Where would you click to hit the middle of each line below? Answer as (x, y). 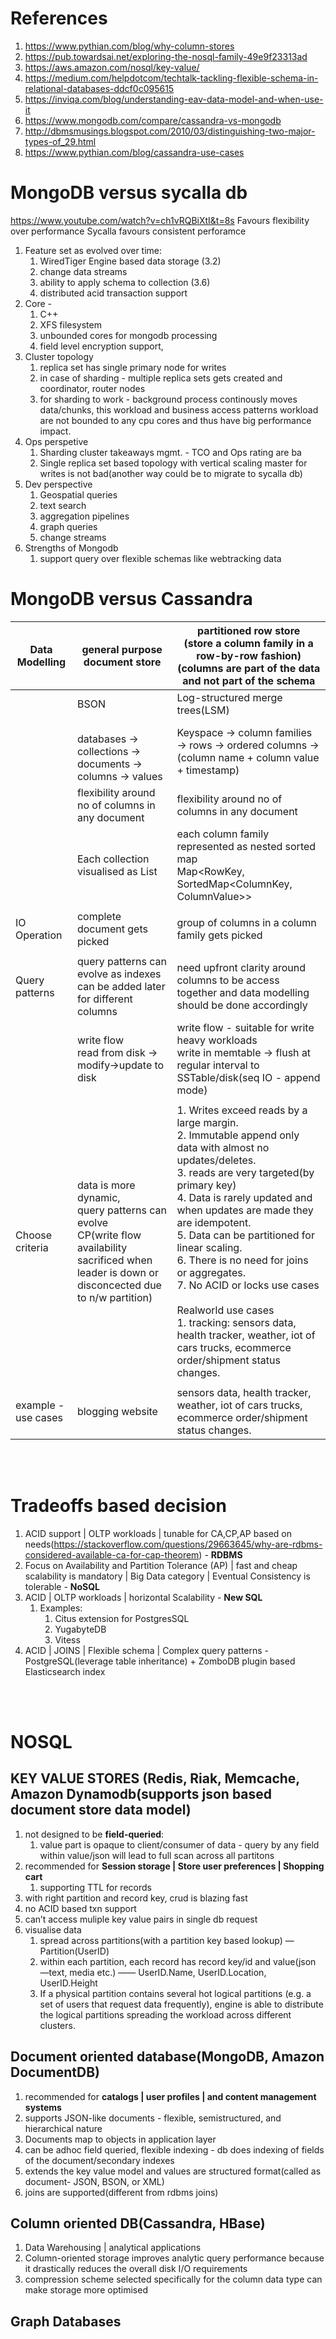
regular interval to (218, 1065)
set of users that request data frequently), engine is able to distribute (181, 2004)
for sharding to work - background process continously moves (168, 399)
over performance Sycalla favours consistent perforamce (128, 231)
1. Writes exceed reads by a (242, 1110)
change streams (73, 537)
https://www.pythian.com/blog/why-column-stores (129, 46)
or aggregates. (211, 1272)
